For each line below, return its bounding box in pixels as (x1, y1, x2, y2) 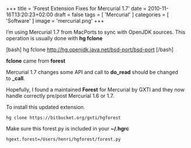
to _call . (6, 75, 25, 82)
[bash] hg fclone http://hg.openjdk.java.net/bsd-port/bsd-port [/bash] (6, 46, 174, 53)
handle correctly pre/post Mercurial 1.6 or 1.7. (6, 93, 115, 99)
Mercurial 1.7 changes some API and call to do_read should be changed (6, 69, 179, 75)
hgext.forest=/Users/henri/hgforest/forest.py (6, 136, 121, 142)
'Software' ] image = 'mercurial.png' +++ (6, 17, 105, 24)
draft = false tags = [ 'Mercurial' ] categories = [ (54, 11, 169, 18)
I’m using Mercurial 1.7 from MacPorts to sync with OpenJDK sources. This (6, 29, 186, 36)
